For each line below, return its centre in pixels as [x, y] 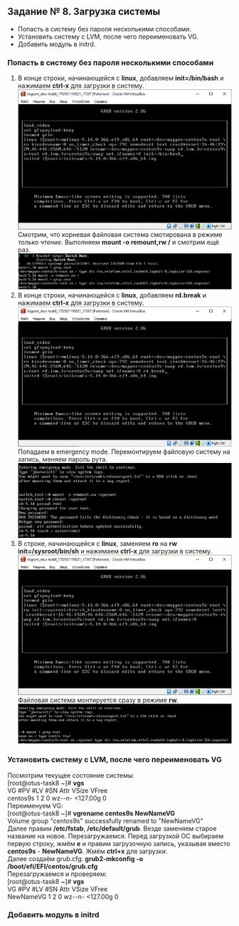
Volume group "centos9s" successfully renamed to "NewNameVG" [106, 820]
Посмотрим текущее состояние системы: [71, 775]
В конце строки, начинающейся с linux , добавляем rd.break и [112, 295]
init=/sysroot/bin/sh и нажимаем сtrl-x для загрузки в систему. [115, 551]
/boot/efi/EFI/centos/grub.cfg [53, 866]
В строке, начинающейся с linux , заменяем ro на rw [97, 543]
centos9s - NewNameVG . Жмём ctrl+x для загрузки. [87, 851]
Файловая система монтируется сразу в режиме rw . [98, 700]
